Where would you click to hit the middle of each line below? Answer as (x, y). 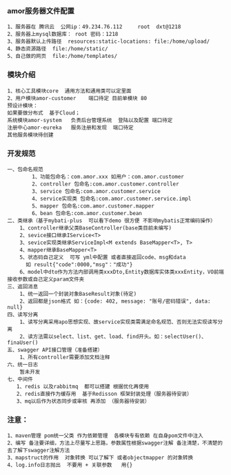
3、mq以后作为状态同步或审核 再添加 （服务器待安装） (83, 401)
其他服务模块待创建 (30, 135)
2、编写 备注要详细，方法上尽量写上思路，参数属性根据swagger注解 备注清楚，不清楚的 (115, 443)
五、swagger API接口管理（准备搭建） (55, 350)
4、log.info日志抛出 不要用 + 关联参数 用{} (70, 465)
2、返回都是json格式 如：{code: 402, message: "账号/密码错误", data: (115, 301)
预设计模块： (23, 105)
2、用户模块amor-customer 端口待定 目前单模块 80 (77, 98)
